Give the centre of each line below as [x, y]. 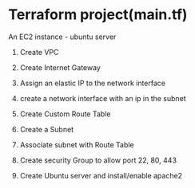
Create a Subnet [47, 129]
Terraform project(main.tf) [98, 15]
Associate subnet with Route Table [77, 144]
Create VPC [39, 52]
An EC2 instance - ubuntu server [62, 37]
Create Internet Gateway [60, 67]
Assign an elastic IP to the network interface [93, 83]
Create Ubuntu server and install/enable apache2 [101, 175]
